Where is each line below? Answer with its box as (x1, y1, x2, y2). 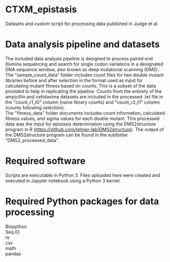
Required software (5, 155, 86, 167)
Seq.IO (5, 229, 20, 235)
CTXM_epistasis (5, 4, 77, 15)
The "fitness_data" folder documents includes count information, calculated (5, 110, 165, 116)
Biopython (5, 223, 27, 229)
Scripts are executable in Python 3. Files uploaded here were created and (5, 172, 160, 178)
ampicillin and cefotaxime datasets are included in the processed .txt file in (5, 93, 163, 99)
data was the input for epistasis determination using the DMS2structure (5, 120, 156, 127)
